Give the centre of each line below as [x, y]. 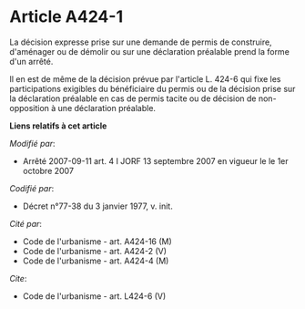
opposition [30, 108]
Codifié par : [32, 188]
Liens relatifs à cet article [58, 126]
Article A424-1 [66, 17]
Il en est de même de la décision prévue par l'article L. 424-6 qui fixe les [145, 78]
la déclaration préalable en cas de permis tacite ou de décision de [133, 98]
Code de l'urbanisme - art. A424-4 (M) [96, 261]
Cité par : [26, 223]
